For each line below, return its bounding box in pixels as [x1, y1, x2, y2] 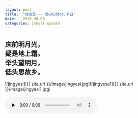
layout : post [5, 7, 32, 12]
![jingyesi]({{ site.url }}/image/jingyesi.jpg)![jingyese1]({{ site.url [5, 81, 134, 87]
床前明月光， [5, 40, 44, 48]
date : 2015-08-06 [5, 16, 45, 21]
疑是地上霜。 [5, 49, 44, 58]
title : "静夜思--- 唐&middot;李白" [5, 12, 76, 17]
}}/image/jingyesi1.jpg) [5, 86, 51, 92]
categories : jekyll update [5, 21, 60, 26]
